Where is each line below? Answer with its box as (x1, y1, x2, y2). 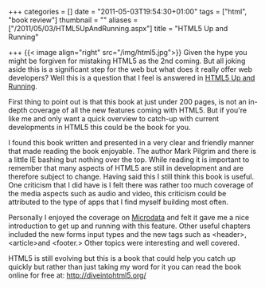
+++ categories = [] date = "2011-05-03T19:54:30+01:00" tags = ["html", (8, 7, 247, 16)
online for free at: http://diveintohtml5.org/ (8, 270, 146, 280)
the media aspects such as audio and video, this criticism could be (8, 189, 227, 198)
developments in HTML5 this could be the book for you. (8, 123, 191, 132)
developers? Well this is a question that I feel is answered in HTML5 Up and (8, 73, 255, 82)
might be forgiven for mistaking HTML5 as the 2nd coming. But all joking (8, 56, 246, 65)
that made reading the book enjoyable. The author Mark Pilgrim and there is (8, 147, 257, 156)
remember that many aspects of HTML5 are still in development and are (8, 164, 244, 172)
